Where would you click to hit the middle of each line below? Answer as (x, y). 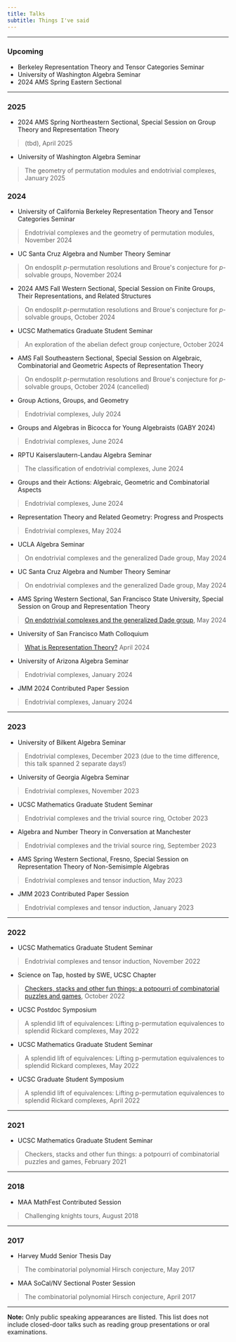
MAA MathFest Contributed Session (69, 1202)
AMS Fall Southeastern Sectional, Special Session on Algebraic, (110, 358)
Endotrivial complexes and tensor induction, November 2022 (112, 961)
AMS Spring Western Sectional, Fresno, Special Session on (103, 859)
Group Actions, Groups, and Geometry (73, 400)
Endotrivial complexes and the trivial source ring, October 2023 (116, 818)
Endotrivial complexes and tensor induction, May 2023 (103, 880)
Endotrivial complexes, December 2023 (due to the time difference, (122, 756)
